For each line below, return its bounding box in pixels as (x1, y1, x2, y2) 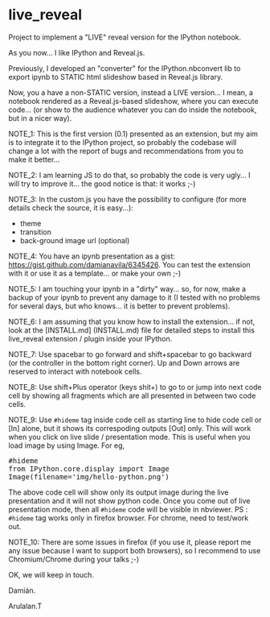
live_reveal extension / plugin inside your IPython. (8, 333, 173, 343)
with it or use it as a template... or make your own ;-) (8, 268, 182, 278)
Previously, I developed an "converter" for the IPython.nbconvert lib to (8, 63, 241, 73)
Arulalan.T (8, 601, 43, 611)
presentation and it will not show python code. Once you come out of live (8, 495, 251, 505)
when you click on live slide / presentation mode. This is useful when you (8, 432, 251, 441)
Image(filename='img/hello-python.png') (8, 472, 170, 481)
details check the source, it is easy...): (8, 203, 134, 213)
